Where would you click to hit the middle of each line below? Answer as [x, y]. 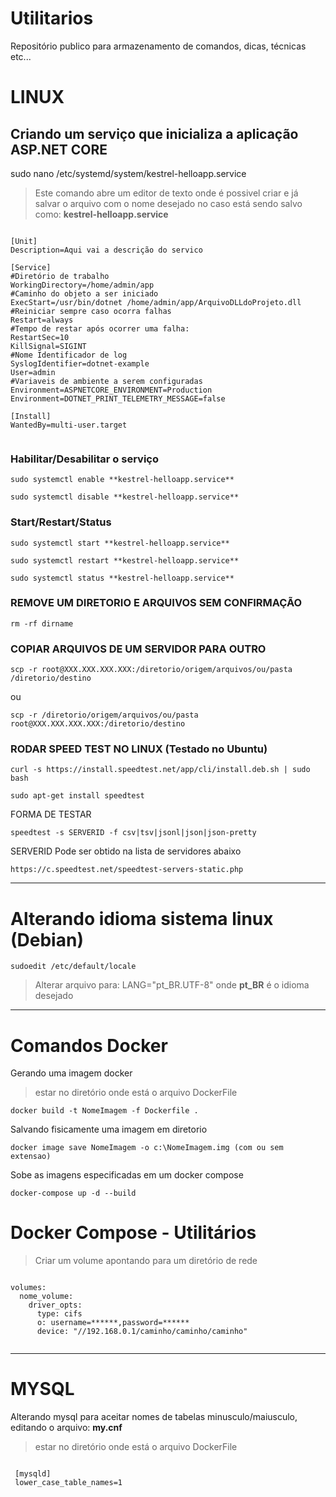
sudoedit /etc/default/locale [73, 967]
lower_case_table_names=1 [68, 1483]
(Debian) [47, 939]
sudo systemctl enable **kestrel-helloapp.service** [122, 480]
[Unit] [24, 241]
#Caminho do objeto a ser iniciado [84, 293]
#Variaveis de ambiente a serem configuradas [106, 381]
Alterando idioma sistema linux [142, 918]
